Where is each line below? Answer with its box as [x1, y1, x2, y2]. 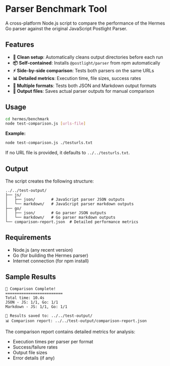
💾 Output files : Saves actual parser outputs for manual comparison [12, 88, 155, 94]
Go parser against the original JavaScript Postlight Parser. [5, 25, 128, 31]
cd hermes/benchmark [5, 116, 50, 121]
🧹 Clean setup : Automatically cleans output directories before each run [12, 54, 163, 60]
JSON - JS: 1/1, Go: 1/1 [5, 299, 58, 305]
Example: [5, 130, 26, 136]
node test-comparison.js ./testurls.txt [5, 140, 93, 146]
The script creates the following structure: [5, 178, 94, 184]
